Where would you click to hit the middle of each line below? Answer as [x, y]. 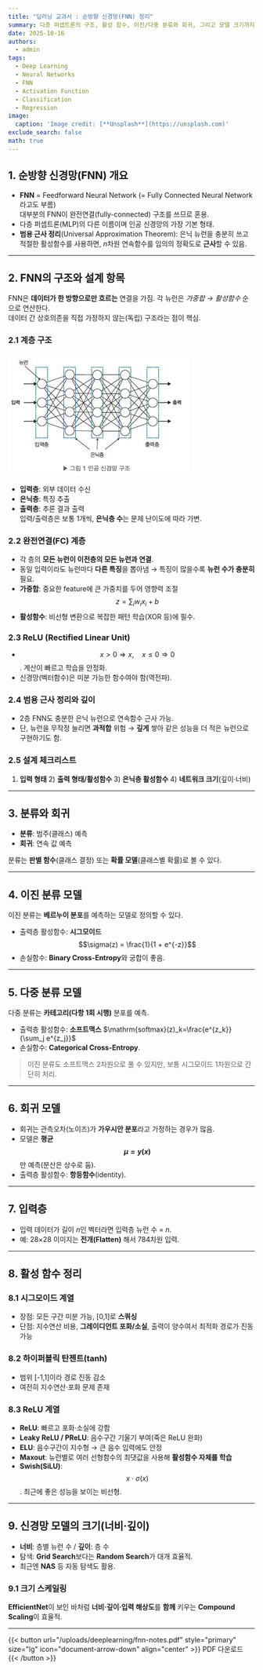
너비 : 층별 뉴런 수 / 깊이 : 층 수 [64, 1546]
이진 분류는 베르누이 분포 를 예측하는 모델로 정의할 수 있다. [95, 915]
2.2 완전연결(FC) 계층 [47, 540]
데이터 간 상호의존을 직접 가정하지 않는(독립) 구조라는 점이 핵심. [104, 318]
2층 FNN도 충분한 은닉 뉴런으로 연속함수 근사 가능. [97, 718]
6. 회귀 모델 [34, 1108]
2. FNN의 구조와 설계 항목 [67, 278]
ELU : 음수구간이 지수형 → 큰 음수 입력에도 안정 [91, 1447]
